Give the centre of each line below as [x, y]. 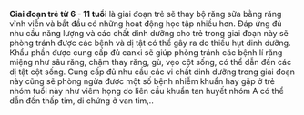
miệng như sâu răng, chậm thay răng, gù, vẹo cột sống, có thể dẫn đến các [151, 62]
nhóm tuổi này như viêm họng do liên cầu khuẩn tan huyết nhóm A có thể [147, 91]
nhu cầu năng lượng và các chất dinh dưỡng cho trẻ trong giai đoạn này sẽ [149, 33]
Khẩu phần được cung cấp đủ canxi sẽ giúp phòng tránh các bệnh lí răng [146, 53]
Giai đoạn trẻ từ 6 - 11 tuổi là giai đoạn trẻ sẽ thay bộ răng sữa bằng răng [146, 14]
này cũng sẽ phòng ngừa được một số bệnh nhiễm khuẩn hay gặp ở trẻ [142, 81]
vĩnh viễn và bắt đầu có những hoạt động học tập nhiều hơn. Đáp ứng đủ [146, 24]
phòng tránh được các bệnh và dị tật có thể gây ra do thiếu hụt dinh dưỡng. [150, 43]
